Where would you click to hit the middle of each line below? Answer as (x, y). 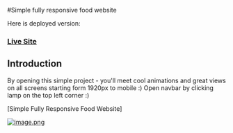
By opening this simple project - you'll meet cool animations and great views (116, 80)
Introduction (35, 64)
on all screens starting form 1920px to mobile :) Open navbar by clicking (111, 88)
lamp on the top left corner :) (48, 95)
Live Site (22, 41)
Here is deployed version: (44, 23)
